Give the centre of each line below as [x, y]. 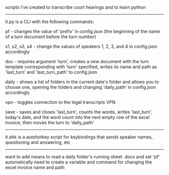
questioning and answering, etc [38, 142]
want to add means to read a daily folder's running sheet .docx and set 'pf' [82, 157]
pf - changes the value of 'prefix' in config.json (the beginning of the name [83, 31]
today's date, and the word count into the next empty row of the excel [77, 117]
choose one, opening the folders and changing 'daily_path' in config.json [80, 87]
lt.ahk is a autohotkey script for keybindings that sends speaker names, [79, 137]
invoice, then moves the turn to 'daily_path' [50, 123]
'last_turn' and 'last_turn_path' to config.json [51, 72]
